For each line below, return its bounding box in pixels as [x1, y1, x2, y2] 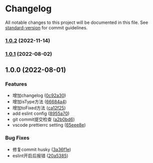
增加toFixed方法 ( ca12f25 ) [12, 105, 66, 111]
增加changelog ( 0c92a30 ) [12, 92, 66, 98]
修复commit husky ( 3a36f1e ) [12, 146, 71, 152]
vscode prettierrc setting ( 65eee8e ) [12, 122, 86, 128]
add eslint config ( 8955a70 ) [12, 110, 70, 117]
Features [5, 81, 27, 87]
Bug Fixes [5, 135, 30, 142]
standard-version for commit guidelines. [5, 24, 88, 30]
